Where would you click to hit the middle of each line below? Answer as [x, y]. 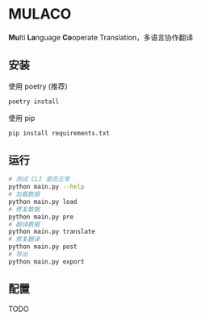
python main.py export [46, 262]
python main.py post [43, 247]
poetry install [34, 102]
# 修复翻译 [24, 239]
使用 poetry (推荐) [38, 86]
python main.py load [43, 202]
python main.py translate [52, 232]
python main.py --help [46, 187]
